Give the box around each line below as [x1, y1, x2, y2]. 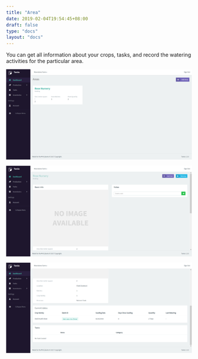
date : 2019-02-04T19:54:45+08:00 [6, 15, 88, 22]
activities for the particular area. [6, 58, 84, 65]
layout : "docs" [6, 34, 44, 41]
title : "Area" [6, 9, 41, 15]
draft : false [6, 22, 38, 28]
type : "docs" [6, 28, 38, 34]
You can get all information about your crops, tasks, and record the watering [6, 51, 192, 58]
